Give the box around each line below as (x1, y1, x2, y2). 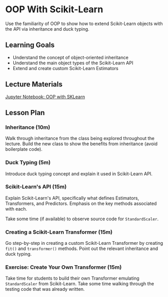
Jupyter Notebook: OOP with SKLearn (5, 94, 85, 100)
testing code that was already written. (5, 286, 85, 292)
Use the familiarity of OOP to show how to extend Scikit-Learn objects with (5, 20, 163, 27)
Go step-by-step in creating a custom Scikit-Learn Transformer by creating (5, 240, 163, 246)
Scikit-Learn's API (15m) (5, 183, 67, 190)
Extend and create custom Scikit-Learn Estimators (12, 65, 118, 71)
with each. (5, 205, 28, 212)
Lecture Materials (5, 80, 63, 89)
